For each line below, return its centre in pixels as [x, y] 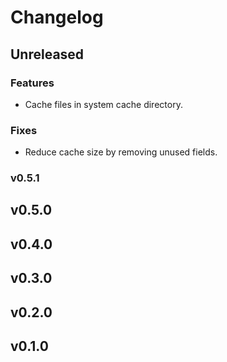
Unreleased [47, 54]
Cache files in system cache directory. [103, 104]
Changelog [57, 17]
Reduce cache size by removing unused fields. [121, 152]
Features [32, 83]
